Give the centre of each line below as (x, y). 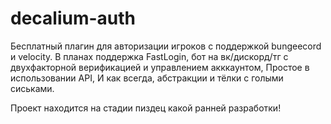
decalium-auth (73, 18)
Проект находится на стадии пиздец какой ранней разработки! (146, 108)
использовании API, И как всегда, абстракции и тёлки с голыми (147, 78)
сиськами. (32, 88)
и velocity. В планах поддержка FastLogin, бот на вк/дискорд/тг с (149, 56)
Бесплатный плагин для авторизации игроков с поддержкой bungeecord (166, 46)
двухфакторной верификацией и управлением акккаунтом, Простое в (160, 67)
